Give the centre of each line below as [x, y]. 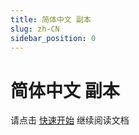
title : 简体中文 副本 [51, 19]
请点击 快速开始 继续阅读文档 [70, 120]
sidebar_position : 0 [53, 38]
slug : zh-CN [35, 29]
